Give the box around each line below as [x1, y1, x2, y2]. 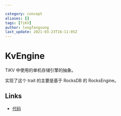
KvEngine [5, 51, 45, 61]
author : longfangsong [5, 25, 49, 30]
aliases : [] [5, 16, 29, 21]
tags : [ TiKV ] [5, 20, 32, 25]
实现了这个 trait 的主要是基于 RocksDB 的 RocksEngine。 [5, 77, 119, 83]
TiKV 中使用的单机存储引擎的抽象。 [5, 67, 76, 73]
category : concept [5, 11, 42, 16]
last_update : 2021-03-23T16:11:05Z [5, 30, 78, 35]
